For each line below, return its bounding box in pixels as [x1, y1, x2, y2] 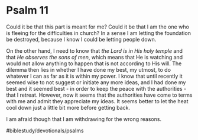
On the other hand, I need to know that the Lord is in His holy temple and [6, 47, 183, 54]
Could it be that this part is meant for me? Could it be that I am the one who [6, 23, 189, 30]
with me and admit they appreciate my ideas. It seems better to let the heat [6, 97, 189, 104]
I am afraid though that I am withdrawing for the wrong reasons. [6, 115, 161, 122]
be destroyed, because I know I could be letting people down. [6, 36, 157, 43]
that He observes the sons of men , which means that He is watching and [6, 53, 183, 61]
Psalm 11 [6, 4, 48, 17]
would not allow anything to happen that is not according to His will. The [6, 60, 182, 67]
